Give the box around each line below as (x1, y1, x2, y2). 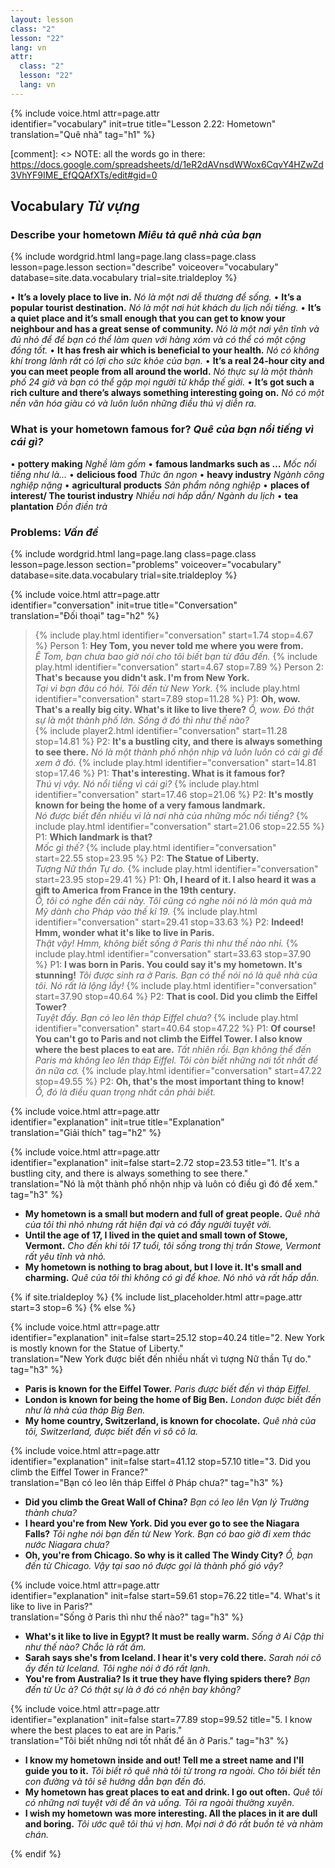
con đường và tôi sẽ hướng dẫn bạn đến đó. (24, 1776, 207, 1788)
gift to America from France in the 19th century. (34, 884, 237, 896)
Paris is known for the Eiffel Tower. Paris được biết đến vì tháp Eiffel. (24, 1383, 312, 1395)
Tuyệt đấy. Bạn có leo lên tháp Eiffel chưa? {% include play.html (34, 1012, 299, 1024)
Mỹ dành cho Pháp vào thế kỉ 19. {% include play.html (34, 906, 258, 918)
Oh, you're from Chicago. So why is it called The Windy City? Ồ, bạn (24, 1549, 313, 1561)
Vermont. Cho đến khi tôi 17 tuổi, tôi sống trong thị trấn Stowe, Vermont (24, 1240, 322, 1252)
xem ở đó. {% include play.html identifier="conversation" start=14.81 (34, 757, 317, 769)
